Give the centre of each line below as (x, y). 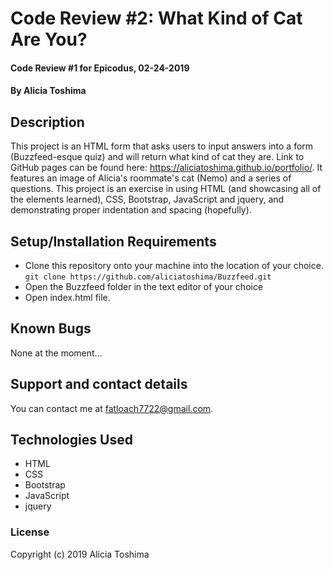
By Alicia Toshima (48, 91)
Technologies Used (71, 440)
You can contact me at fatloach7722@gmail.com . (112, 408)
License (30, 532)
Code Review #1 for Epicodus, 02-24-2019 (100, 68)
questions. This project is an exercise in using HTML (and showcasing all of (166, 189)
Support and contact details (99, 384)
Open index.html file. (67, 297)
